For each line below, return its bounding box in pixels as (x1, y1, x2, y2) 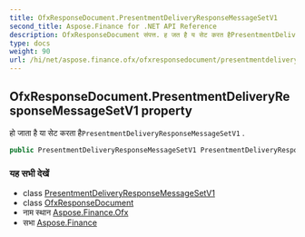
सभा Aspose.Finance (22, 217, 98, 228)
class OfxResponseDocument (22, 197, 134, 208)
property (141, 104, 193, 119)
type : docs (9, 38, 51, 48)
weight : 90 (9, 47, 51, 56)
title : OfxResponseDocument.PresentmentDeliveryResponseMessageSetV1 (9, 13, 279, 23)
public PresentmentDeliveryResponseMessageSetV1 (9, 145, 197, 154)
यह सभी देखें (9, 167, 50, 180)
